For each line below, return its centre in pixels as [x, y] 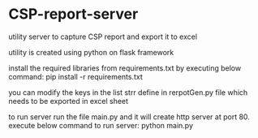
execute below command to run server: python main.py [101, 125]
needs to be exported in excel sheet [68, 101]
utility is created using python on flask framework [91, 52]
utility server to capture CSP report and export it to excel [103, 37]
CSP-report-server [73, 14]
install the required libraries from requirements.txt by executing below [125, 68]
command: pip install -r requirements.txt [76, 76]
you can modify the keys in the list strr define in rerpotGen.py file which [128, 92]
